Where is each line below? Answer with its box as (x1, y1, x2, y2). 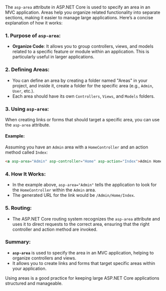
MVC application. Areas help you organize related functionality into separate (5, 9, 161, 15)
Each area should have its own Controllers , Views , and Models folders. (12, 93, 155, 99)
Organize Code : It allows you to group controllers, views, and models (12, 43, 154, 49)
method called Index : (5, 149, 48, 155)
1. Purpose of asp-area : (5, 32, 61, 39)
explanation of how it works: (5, 20, 63, 26)
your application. (12, 265, 47, 271)
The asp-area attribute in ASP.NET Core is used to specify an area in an (5, 4, 151, 10)
